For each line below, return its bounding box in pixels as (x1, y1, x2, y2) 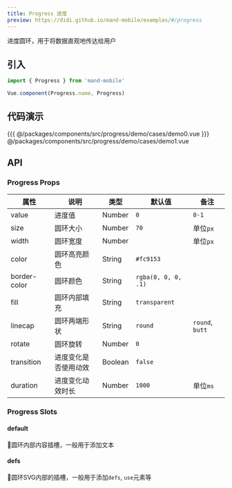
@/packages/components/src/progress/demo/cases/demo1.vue (7, 136, 189, 145)
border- (10, 271, 37, 281)
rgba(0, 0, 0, (135, 273, 182, 281)
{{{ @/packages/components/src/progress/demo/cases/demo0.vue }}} (7, 129, 209, 138)
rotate (10, 338, 30, 348)
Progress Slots (7, 407, 57, 417)
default (7, 424, 29, 433)
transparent (135, 298, 175, 306)
